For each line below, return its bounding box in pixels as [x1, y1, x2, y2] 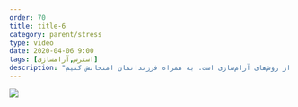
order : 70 [9, 13, 47, 22]
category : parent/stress [9, 30, 102, 39]
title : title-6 [9, 22, 66, 31]
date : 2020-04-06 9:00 [9, 47, 94, 56]
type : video [9, 38, 54, 48]
